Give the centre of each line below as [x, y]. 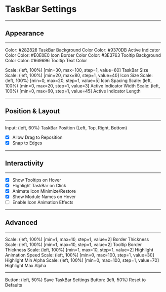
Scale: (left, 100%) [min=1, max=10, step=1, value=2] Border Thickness [77, 239]
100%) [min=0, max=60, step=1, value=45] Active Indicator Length [73, 91]
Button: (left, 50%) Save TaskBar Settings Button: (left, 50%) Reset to [76, 280]
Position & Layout [33, 111]
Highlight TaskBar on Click [39, 185]
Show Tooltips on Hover [37, 180]
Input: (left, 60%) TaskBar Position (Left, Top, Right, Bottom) [66, 127]
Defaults [14, 285]
